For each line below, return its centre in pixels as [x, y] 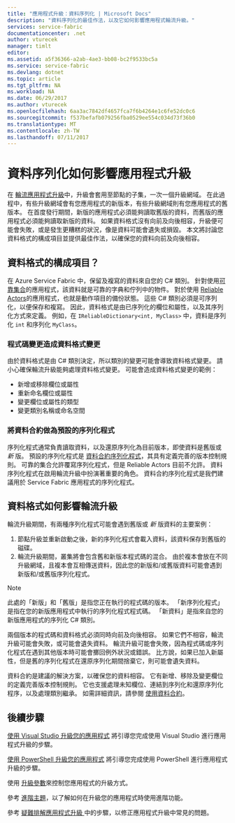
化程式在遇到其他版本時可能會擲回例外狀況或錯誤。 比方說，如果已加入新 [112, 652]
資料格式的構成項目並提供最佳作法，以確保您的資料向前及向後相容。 [105, 238]
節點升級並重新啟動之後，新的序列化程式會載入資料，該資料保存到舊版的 [121, 539]
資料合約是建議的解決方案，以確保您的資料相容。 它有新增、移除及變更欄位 [115, 676]
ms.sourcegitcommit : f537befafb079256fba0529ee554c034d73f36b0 [101, 117]
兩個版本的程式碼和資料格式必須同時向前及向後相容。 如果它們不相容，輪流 [115, 635]
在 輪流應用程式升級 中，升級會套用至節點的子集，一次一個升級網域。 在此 [113, 195]
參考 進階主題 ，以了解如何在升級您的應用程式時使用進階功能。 [97, 798]
